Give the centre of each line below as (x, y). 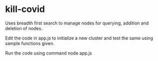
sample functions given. (30, 43)
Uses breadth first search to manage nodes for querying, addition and (77, 23)
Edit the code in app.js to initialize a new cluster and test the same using (79, 38)
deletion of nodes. (24, 28)
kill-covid (25, 9)
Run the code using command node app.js (49, 53)
